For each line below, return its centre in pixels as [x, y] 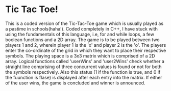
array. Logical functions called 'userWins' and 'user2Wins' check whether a [85, 61]
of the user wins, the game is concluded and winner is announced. [75, 83]
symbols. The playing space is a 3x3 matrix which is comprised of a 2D [80, 56]
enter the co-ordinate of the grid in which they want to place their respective [86, 50]
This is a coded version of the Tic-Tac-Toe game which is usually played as [84, 23]
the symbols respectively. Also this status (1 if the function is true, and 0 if [83, 72]
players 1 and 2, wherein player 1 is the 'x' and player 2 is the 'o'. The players [86, 45]
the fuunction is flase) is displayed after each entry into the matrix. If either [84, 77]
